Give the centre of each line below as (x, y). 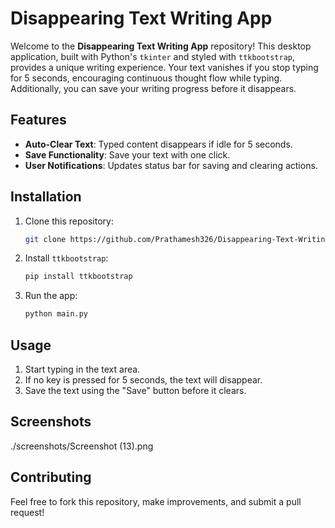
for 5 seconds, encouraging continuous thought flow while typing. (146, 78)
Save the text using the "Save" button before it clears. (135, 390)
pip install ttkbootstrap (78, 277)
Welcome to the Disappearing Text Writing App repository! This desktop (161, 46)
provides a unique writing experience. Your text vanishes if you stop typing (164, 67)
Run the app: (51, 296)
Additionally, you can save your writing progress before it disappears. (153, 88)
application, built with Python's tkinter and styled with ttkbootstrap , (152, 56)
